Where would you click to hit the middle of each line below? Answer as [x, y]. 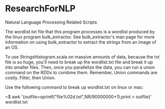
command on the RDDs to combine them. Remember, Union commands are [81, 72]
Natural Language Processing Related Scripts [51, 22]
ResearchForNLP [40, 9]
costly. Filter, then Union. [30, 78]
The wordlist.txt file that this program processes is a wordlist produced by [80, 31]
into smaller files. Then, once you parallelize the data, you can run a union [80, 67]
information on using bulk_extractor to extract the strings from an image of [81, 42]
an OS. [12, 47]
